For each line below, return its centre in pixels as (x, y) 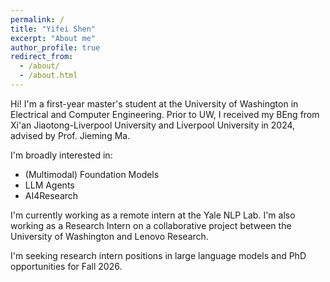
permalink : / (37, 19)
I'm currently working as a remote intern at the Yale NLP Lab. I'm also (153, 215)
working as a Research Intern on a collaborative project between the (151, 225)
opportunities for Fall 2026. (66, 266)
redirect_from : (42, 57)
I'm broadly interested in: (61, 155)
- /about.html (48, 76)
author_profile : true (55, 47)
